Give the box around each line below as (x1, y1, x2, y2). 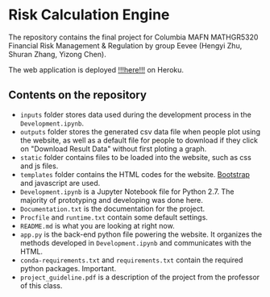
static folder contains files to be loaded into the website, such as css (19, 152, 251, 162)
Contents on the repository (8, 89, 147, 102)
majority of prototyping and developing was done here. (19, 195, 204, 204)
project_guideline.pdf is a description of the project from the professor (19, 272, 260, 282)
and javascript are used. (19, 178, 101, 188)
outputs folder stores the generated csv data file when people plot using (19, 126, 260, 136)
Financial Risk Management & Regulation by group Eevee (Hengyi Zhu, (8, 40, 243, 50)
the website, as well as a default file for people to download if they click (19, 135, 258, 145)
